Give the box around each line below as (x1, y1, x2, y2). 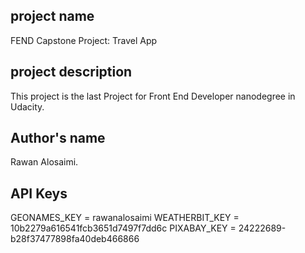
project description (10, 64, 133, 81)
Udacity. (10, 100, 45, 113)
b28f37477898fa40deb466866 (10, 233, 140, 245)
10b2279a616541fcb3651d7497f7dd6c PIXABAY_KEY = (10, 222, 237, 234)
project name (10, 8, 95, 25)
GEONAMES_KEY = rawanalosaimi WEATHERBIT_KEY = (10, 212, 240, 224)
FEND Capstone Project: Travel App (10, 34, 158, 46)
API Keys (10, 185, 68, 202)
